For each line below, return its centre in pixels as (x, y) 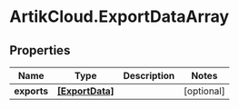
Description (149, 76)
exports (31, 91)
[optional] (204, 91)
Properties (40, 50)
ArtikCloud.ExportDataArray (119, 17)
